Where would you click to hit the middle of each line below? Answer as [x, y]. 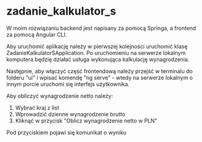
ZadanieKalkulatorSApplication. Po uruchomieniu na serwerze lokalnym [96, 52]
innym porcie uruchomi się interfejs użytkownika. [68, 84]
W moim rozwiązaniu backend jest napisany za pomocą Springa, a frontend [101, 28]
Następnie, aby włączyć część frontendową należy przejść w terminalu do [100, 71]
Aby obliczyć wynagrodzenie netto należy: [60, 96]
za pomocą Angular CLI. [37, 34]
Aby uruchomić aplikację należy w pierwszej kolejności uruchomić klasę [97, 46]
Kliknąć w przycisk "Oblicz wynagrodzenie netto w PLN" [86, 121]
